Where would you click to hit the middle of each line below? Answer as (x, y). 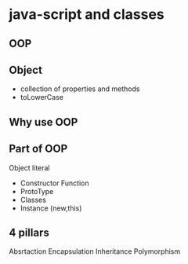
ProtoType (37, 191)
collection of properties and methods (80, 89)
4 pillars (29, 232)
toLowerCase (42, 97)
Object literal (29, 167)
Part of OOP (38, 149)
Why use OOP (43, 122)
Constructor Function (54, 183)
